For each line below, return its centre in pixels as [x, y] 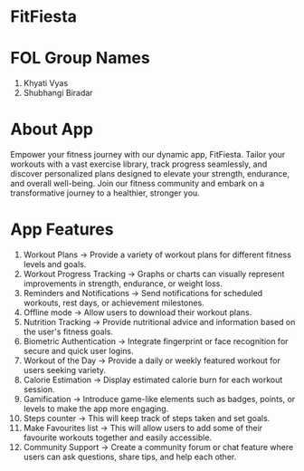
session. [39, 389]
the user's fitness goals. [68, 332]
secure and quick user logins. [78, 351]
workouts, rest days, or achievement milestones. [114, 303]
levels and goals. [55, 264]
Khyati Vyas [46, 83]
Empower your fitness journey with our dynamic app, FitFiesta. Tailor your [148, 155]
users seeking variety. [65, 370]
